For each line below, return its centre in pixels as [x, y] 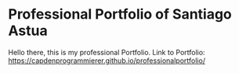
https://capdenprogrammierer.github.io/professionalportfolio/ [107, 61]
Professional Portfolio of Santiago [120, 14]
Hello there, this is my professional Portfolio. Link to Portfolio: [107, 52]
